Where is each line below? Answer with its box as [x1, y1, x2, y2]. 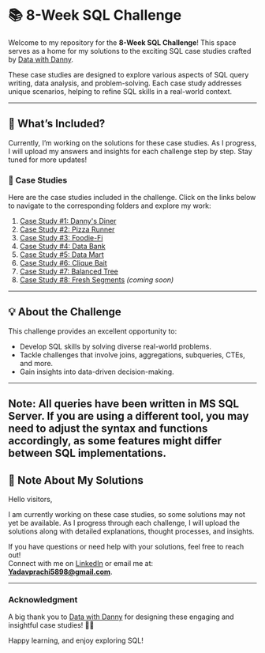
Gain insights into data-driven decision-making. [19, 367, 175, 376]
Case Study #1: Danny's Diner [19, 217, 117, 226]
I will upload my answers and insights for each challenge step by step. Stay [8, 146, 252, 156]
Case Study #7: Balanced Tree [19, 266, 118, 277]
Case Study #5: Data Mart [19, 250, 104, 259]
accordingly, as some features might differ [8, 434, 222, 447]
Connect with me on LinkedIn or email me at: [8, 559, 154, 568]
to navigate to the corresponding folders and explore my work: [8, 201, 211, 210]
